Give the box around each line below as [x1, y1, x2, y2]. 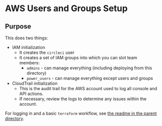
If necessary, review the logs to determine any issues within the [19, 96, 147, 102]
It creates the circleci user [19, 49, 75, 55]
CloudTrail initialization [12, 80, 58, 86]
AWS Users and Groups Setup [5, 3, 128, 14]
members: [19, 60, 40, 65]
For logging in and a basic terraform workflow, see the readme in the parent [5, 110, 157, 116]
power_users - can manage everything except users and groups [26, 76, 153, 81]
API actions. [19, 91, 44, 96]
